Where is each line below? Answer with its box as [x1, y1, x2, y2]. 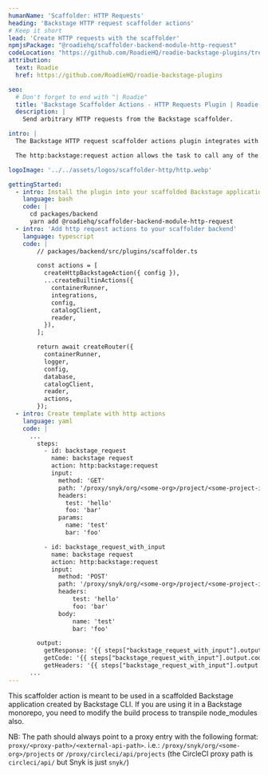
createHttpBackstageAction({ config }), [43, 269, 180, 277]
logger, [43, 357, 69, 366]
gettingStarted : [8, 181, 62, 189]
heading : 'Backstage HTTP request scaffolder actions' [8, 19, 195, 27]
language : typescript [22, 232, 94, 240]
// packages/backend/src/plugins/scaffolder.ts [37, 247, 198, 256]
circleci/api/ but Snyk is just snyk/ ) [8, 757, 130, 767]
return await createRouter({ [37, 343, 134, 352]
